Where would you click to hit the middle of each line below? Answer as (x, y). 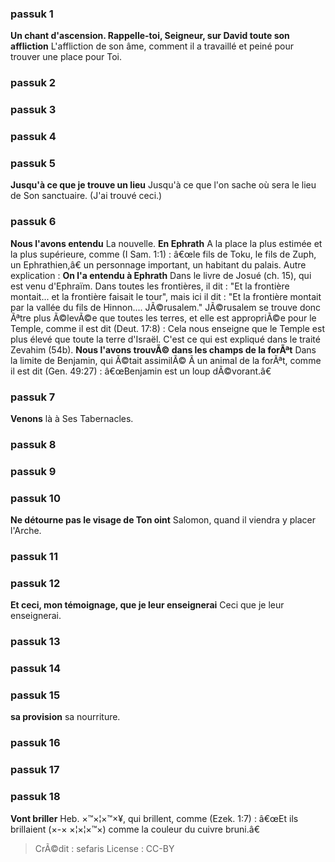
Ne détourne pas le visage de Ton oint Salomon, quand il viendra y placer (163, 520)
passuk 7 (33, 397)
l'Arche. (26, 531)
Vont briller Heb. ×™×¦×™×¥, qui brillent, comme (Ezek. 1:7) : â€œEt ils (154, 818)
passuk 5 (33, 163)
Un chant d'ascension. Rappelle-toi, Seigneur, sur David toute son (150, 36)
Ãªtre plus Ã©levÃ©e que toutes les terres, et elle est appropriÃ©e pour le (163, 318)
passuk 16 (35, 743)
